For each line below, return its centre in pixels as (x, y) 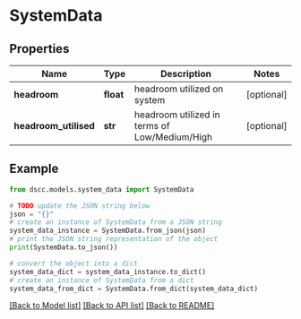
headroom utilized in (177, 115)
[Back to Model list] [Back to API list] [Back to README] (112, 306)
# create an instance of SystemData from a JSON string (116, 222)
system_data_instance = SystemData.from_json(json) (107, 231)
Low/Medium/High (173, 137)
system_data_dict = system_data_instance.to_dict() (107, 272)
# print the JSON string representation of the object (114, 239)
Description (186, 74)
